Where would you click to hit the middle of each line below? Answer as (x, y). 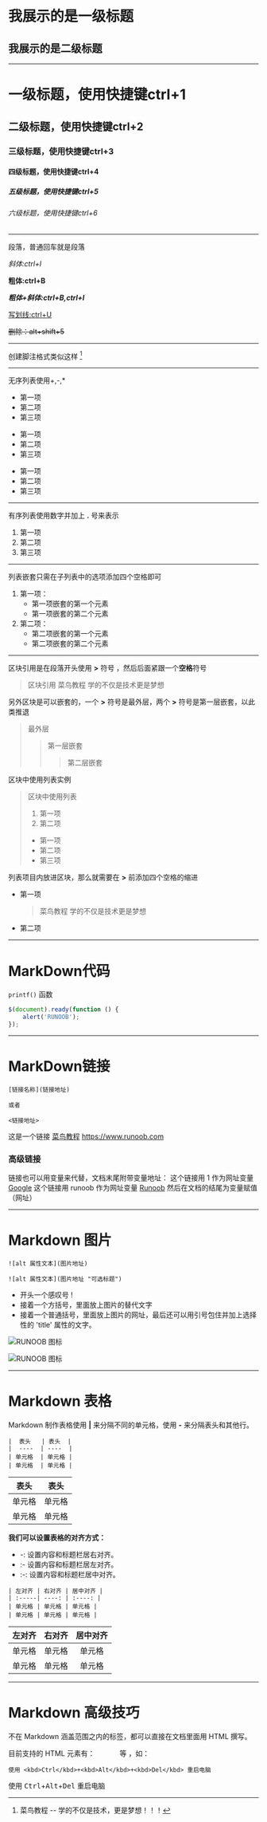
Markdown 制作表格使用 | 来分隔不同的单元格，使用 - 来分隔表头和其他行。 (131, 1425)
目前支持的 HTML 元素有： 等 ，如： (79, 1753)
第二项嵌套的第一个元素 (70, 634)
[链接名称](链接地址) (39, 1089)
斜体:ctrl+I (25, 263)
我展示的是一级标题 (71, 16)
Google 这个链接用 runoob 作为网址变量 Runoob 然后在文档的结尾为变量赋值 (133, 1188)
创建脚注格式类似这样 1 (45, 356)
